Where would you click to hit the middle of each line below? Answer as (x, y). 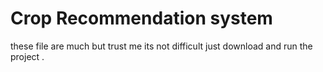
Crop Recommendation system (141, 18)
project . (27, 56)
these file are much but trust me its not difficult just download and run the (161, 46)
